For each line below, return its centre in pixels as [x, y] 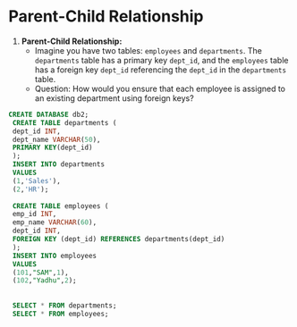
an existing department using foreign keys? [114, 98]
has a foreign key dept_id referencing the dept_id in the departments [161, 70]
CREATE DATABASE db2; [49, 114]
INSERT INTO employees [55, 256]
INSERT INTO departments [58, 164]
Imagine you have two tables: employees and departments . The [148, 50]
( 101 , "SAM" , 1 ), [40, 272]
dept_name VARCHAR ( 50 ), [56, 139]
